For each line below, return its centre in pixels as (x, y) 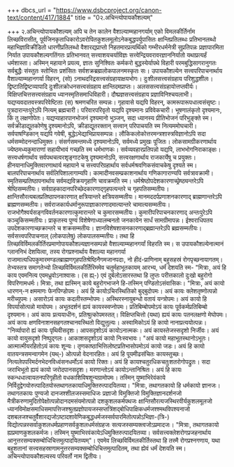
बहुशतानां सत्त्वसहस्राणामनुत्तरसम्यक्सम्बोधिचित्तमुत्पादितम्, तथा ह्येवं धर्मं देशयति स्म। (97, 448)
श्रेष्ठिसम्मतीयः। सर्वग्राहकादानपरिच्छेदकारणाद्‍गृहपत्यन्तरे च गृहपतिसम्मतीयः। (88, 189)
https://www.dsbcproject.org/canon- (109, 10)
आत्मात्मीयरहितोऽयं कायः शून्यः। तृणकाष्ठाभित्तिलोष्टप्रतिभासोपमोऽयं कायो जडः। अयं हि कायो (106, 346)
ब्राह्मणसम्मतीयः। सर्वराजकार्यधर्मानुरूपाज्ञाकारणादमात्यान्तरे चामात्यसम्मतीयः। (89, 204)
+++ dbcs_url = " (32, 10)
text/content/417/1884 (39, 17)
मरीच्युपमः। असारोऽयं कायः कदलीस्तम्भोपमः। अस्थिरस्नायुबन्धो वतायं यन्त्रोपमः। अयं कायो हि (107, 299)
